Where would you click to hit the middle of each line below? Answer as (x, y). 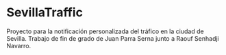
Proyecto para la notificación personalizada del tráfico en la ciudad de (105, 31)
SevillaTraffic (45, 13)
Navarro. (19, 45)
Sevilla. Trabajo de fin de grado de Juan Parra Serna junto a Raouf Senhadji (113, 38)
